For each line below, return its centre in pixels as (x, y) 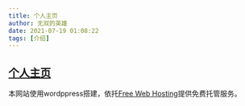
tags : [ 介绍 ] (29, 38)
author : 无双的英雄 (38, 23)
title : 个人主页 (33, 16)
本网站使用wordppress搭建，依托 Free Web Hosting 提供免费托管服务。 (125, 94)
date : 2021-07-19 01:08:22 (54, 31)
